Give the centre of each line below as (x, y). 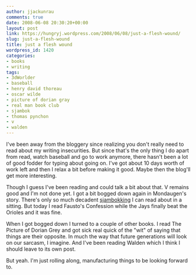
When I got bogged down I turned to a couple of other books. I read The (94, 224)
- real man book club (33, 105)
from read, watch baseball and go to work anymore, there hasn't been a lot (97, 157)
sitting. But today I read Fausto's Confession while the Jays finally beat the (97, 206)
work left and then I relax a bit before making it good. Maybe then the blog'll (98, 169)
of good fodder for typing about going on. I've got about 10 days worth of (95, 163)
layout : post (22, 28)
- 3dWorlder (21, 78)
